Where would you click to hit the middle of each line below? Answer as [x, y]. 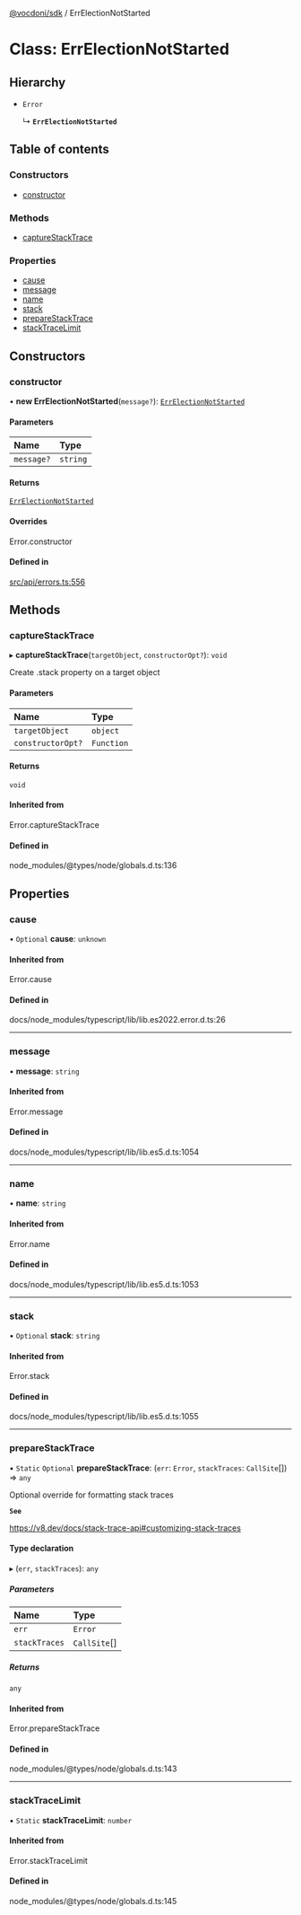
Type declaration [42, 1549]
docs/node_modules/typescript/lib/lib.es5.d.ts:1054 [104, 1152]
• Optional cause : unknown [58, 938]
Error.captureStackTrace [55, 825]
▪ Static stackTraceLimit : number [71, 1820]
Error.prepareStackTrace [55, 1728]
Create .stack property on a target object [85, 672]
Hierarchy [38, 82]
